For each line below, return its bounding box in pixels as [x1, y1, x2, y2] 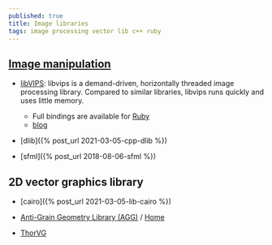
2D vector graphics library [8, 175, 144, 189]
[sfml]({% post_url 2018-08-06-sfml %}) [19, 152, 157, 161]
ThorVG [19, 228, 47, 238]
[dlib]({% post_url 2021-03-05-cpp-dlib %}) [19, 135, 168, 146]
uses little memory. [19, 96, 84, 105]
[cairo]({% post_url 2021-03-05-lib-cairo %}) [19, 196, 172, 206]
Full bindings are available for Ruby [32, 111, 150, 122]
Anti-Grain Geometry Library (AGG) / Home [19, 213, 165, 221]
